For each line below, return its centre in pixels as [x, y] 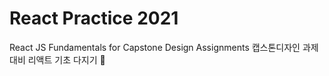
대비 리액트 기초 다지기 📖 [57, 59]
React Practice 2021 [94, 18]
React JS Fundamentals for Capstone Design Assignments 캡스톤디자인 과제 [164, 47]
